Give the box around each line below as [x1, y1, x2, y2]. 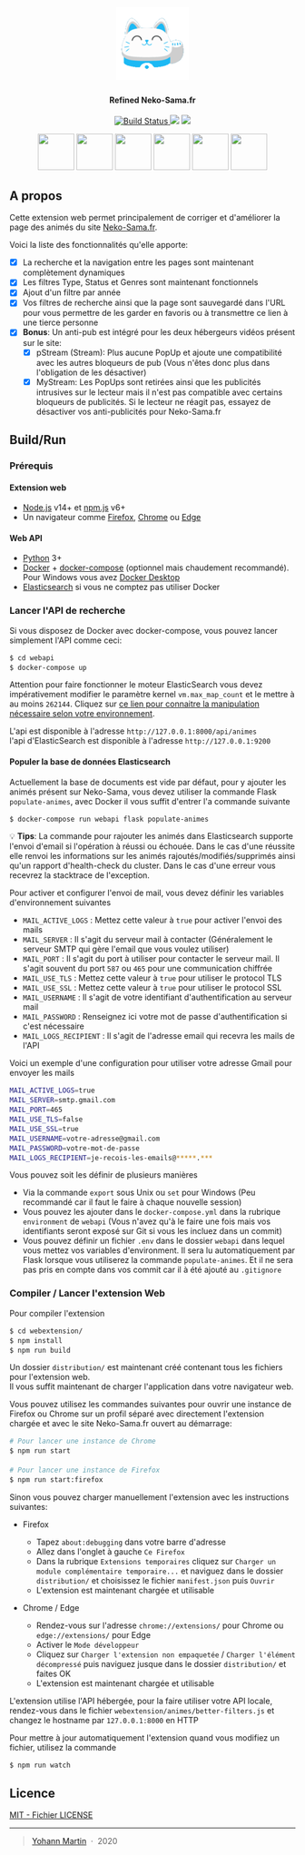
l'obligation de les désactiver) [35, 367, 147, 378]
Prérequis [9, 459, 54, 472]
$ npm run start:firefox [9, 1475, 103, 1485]
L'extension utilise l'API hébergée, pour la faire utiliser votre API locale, [9, 1695, 273, 1706]
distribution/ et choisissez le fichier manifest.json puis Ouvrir [35, 1574, 275, 1585]
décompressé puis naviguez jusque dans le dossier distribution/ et [35, 1658, 287, 1669]
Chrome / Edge [22, 1602, 80, 1613]
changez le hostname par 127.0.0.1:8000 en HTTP [9, 1714, 199, 1725]
